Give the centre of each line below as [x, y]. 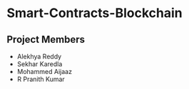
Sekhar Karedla [40, 64]
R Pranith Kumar [41, 79]
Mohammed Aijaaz [45, 72]
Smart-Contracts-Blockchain [94, 13]
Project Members [46, 40]
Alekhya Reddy [39, 56]
